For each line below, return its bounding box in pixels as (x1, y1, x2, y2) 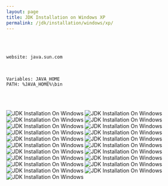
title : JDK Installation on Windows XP (6, 14, 106, 20)
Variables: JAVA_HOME (6, 76, 60, 83)
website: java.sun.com (6, 54, 63, 60)
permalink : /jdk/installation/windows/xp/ (6, 20, 114, 26)
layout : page (6, 8, 39, 15)
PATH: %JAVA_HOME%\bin (6, 81, 63, 87)
